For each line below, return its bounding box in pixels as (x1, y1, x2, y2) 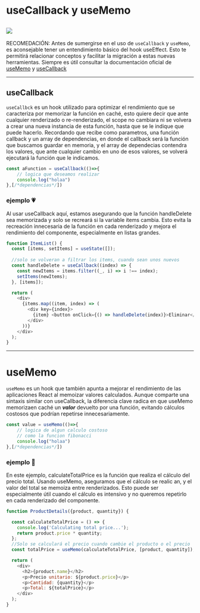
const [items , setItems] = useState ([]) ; (11, 246, 116, 252)
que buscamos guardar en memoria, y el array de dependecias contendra (6, 141, 187, 149)
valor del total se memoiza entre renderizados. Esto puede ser (6, 484, 159, 491)
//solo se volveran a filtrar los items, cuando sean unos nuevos (11, 257, 180, 263)
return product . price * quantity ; (17, 530, 102, 536)
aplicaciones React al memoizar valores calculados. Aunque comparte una (6, 391, 189, 399)
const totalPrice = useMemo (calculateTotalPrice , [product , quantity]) (11, 547, 193, 553)
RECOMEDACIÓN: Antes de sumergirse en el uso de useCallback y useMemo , (6, 40, 191, 46)
